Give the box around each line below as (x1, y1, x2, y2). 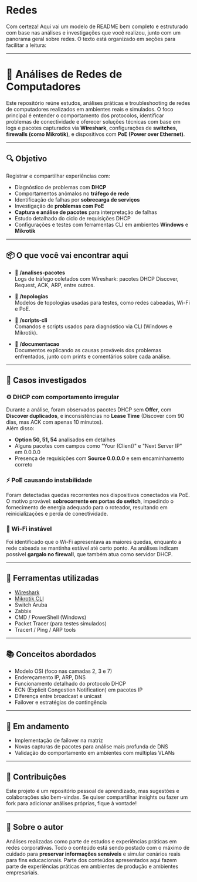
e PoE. (14, 305, 30, 312)
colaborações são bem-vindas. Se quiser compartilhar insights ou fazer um (6, 794, 188, 801)
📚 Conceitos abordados (6, 649, 97, 659)
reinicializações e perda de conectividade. (6, 510, 108, 517)
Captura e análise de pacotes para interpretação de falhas (14, 209, 157, 216)
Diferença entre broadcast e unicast (14, 693, 102, 700)
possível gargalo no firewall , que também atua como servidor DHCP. (6, 550, 173, 557)
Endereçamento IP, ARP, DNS (14, 674, 86, 681)
